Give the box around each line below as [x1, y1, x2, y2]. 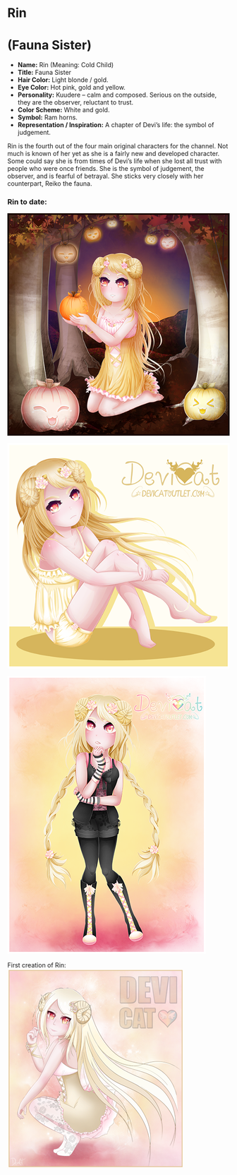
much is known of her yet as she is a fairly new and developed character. [7, 150, 220, 158]
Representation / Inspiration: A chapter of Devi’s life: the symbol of [17, 121, 214, 129]
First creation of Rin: [7, 961, 66, 970]
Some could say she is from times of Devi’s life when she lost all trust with [7, 157, 222, 165]
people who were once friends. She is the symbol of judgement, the [7, 165, 205, 173]
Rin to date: [7, 197, 47, 207]
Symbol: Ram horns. [17, 113, 78, 121]
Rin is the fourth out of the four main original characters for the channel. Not [7, 142, 229, 150]
